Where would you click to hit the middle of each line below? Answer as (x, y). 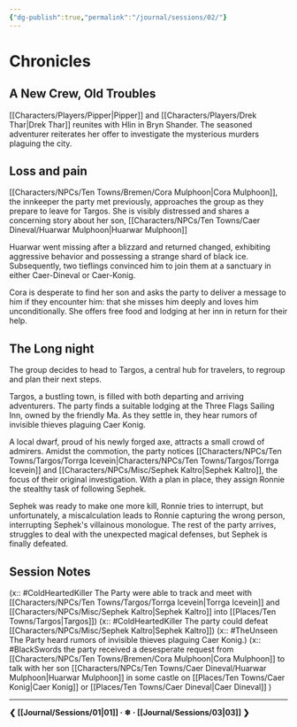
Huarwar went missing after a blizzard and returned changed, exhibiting (140, 247)
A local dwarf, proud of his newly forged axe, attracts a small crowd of (137, 442)
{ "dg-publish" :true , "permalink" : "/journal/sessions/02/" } (118, 17)
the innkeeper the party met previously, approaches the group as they (137, 202)
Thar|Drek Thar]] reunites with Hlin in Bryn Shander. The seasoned (131, 124)
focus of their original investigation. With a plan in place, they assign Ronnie (147, 480)
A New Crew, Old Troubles (83, 94)
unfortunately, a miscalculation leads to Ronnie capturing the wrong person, (147, 515)
